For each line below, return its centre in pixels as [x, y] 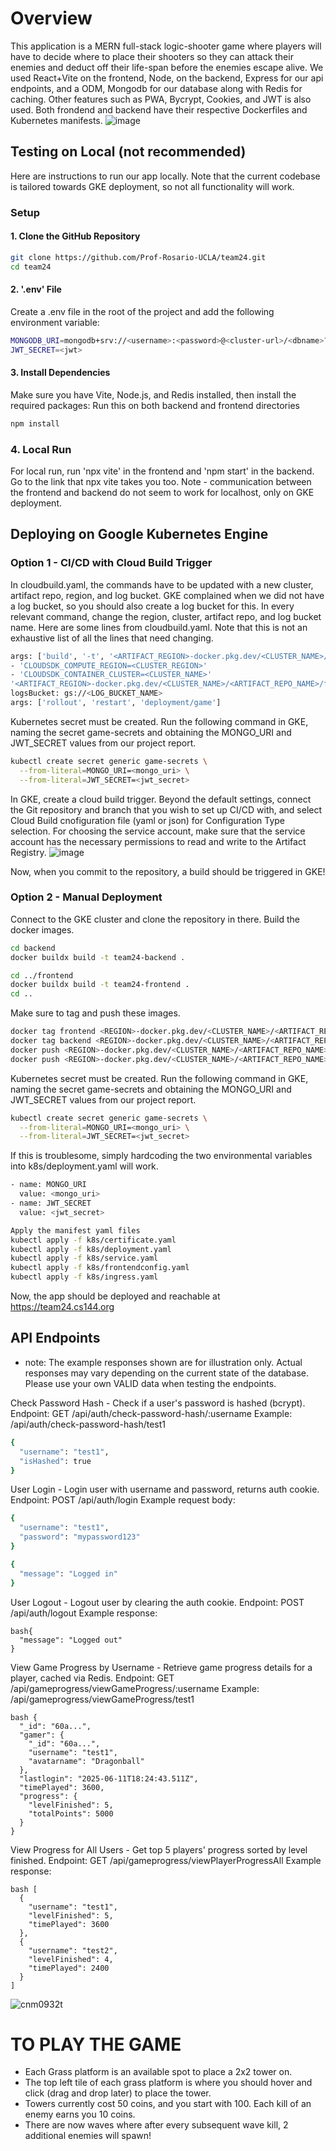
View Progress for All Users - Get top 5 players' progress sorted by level [159, 1849]
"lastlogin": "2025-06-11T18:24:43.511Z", [109, 1778]
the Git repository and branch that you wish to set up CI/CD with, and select [166, 809]
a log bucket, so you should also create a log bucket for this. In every [152, 606]
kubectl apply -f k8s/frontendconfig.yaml [100, 1268]
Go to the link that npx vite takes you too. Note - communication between [161, 481]
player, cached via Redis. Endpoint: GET [92, 1678]
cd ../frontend [42, 975]
